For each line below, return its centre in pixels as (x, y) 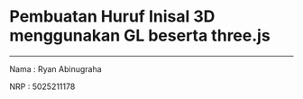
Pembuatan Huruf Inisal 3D (112, 17)
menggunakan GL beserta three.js (140, 36)
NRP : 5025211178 (42, 86)
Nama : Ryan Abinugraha (55, 68)
